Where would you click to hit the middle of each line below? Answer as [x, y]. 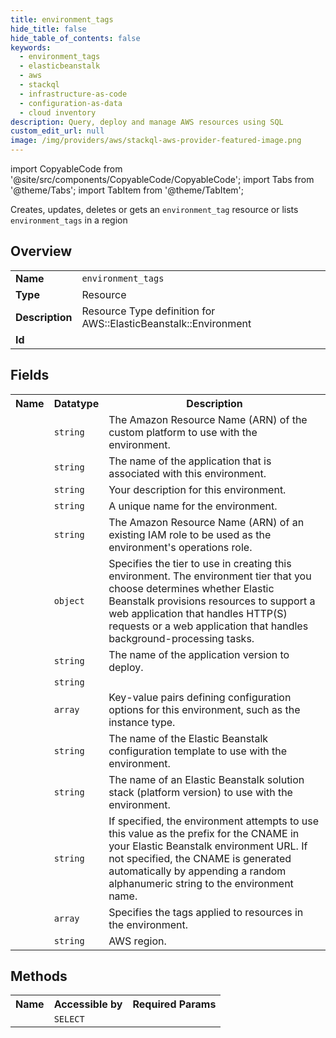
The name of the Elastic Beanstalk [188, 738]
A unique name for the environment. [193, 506]
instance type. [142, 722]
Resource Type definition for [148, 311]
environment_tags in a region [69, 220]
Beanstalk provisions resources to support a [212, 601]
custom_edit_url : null [57, 131]
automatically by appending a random [197, 871]
